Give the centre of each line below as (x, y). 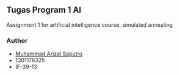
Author (17, 40)
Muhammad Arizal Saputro (49, 54)
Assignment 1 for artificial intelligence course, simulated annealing (89, 24)
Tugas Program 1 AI (44, 10)
